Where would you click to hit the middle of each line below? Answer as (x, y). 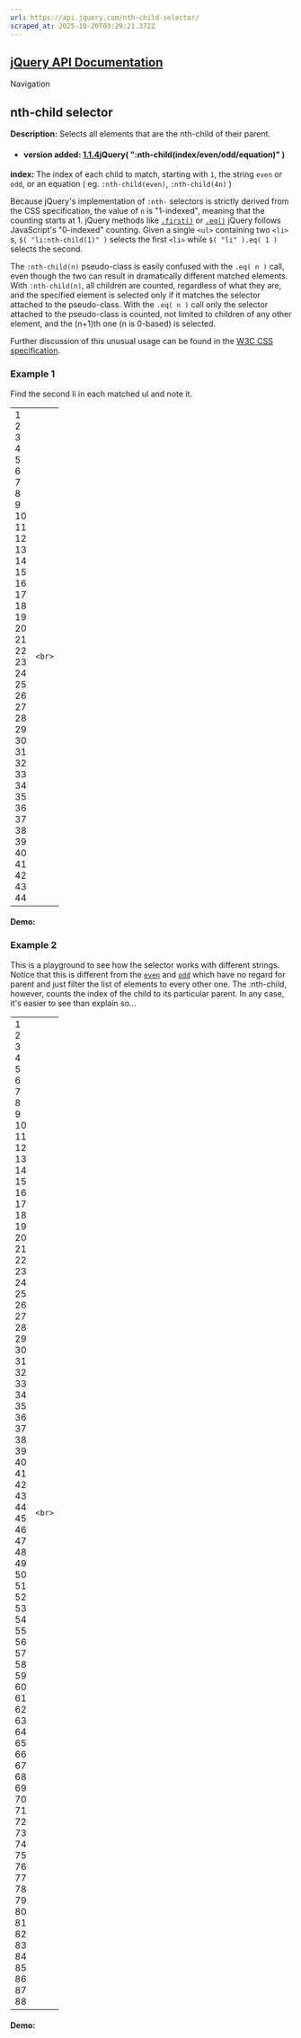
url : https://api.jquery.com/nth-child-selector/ (105, 18)
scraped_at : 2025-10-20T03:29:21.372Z (83, 26)
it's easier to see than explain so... (73, 1003)
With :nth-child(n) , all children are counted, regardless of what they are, (146, 286)
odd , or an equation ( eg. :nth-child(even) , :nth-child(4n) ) (121, 184)
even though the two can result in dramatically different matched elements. (149, 276)
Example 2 (34, 945)
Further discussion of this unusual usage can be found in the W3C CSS (142, 341)
